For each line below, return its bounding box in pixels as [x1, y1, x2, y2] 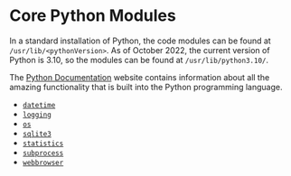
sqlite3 [22, 129, 52, 138]
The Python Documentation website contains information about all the [9, 71, 270, 82]
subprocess [22, 148, 64, 158]
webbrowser [22, 158, 64, 167]
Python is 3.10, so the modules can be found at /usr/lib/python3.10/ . [9, 54, 269, 65]
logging [22, 110, 52, 119]
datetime [22, 100, 56, 109]
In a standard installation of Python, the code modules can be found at [9, 35, 271, 46]
